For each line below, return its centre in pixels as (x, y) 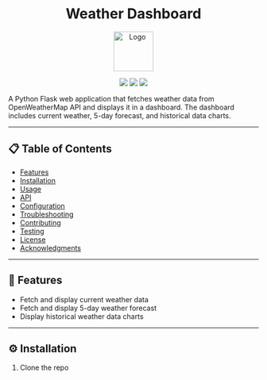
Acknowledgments (50, 248)
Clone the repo (44, 368)
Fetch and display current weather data (84, 299)
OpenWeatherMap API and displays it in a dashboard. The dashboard (121, 107)
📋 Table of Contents (60, 149)
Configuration (42, 205)
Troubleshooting (46, 214)
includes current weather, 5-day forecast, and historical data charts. (120, 115)
